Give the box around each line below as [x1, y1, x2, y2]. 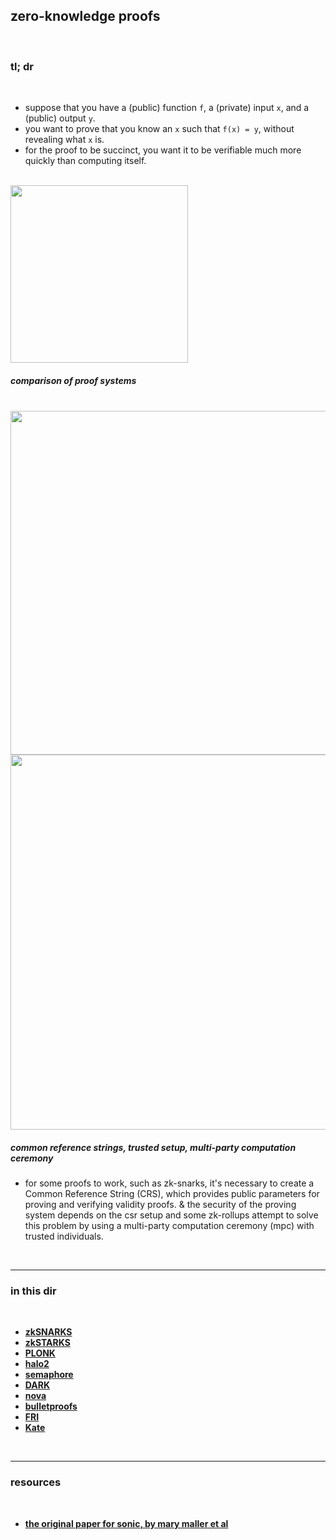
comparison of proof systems [10, 374, 137, 386]
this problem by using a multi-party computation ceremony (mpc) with [24, 1220, 315, 1232]
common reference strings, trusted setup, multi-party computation [10, 1141, 297, 1153]
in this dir [10, 1284, 57, 1298]
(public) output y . [24, 112, 96, 124]
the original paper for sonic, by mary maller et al [24, 1517, 229, 1529]
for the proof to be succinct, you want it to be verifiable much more [24, 144, 302, 156]
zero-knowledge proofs [10, 8, 161, 25]
